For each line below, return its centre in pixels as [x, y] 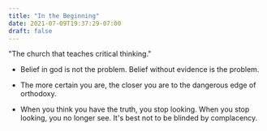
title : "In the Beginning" [54, 16]
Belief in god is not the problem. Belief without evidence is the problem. [140, 70]
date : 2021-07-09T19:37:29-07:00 [65, 23]
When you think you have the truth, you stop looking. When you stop [135, 109]
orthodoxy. [38, 94]
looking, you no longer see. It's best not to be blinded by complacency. [139, 118]
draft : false [30, 31]
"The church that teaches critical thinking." [80, 54]
